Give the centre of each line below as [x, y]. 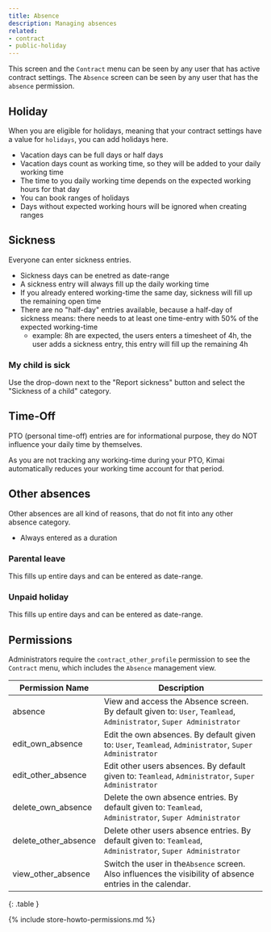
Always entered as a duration [69, 537]
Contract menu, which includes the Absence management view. [112, 668]
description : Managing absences [63, 23]
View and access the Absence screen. [176, 701]
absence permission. [42, 86]
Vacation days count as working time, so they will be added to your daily [140, 163]
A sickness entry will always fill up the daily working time [115, 284]
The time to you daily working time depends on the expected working [135, 180]
